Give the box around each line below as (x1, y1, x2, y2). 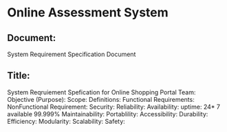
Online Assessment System (7, 5, 169, 21)
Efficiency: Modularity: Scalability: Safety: (7, 117, 125, 125)
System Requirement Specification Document (7, 50, 136, 58)
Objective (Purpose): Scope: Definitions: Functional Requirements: (7, 95, 195, 103)
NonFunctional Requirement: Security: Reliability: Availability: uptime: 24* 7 (7, 103, 220, 111)
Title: (7, 70, 30, 81)
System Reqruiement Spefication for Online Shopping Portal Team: (7, 88, 196, 96)
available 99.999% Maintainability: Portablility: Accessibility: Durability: (7, 109, 208, 118)
